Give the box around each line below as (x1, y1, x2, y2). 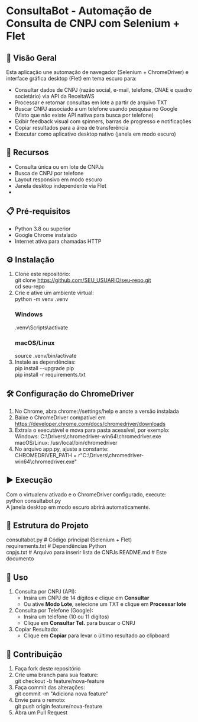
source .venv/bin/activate (14, 352, 77, 360)
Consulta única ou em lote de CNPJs (14, 163, 104, 170)
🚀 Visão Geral (6, 53, 57, 63)
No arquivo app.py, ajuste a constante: (14, 445, 109, 453)
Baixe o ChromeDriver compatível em (14, 413, 106, 421)
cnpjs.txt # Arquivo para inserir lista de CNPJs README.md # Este (6, 549, 167, 556)
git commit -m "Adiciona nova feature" (14, 690, 108, 697)
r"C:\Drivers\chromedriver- (77, 451, 144, 458)
